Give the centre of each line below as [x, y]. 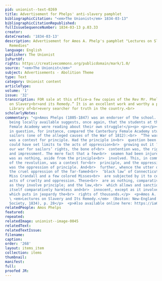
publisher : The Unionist [30, 55]
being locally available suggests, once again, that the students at [81, 122]
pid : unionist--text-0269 [31, 9]
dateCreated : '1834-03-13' [32, 37]
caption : [14, 239]
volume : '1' [17, 91]
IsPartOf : [15, 59]
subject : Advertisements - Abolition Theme [49, 73]
